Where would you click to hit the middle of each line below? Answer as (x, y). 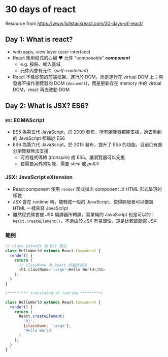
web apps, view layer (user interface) (52, 51)
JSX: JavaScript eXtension (39, 177)
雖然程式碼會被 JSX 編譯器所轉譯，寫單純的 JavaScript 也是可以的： (84, 214)
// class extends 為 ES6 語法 (36, 246)
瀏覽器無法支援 (33, 151)
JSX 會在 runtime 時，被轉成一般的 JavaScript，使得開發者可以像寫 (83, 201)
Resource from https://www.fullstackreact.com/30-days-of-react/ (74, 23)
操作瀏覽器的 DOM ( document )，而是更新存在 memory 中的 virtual (94, 83)
